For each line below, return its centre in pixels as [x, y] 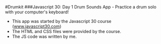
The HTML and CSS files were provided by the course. [66, 31]
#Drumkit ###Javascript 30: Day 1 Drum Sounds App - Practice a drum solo [81, 7]
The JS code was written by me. [44, 36]
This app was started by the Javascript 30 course [62, 21]
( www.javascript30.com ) [37, 26]
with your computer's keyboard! [37, 12]
